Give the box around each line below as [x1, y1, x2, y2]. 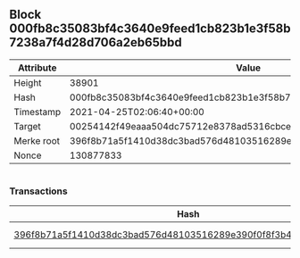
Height [13, 76, 42, 88]
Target [13, 120, 42, 132]
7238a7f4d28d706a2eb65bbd [9, 35, 182, 50]
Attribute [17, 62, 57, 74]
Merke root [13, 134, 61, 146]
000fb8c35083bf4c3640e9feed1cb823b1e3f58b [9, 21, 291, 37]
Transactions [9, 185, 69, 197]
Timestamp [13, 105, 62, 118]
